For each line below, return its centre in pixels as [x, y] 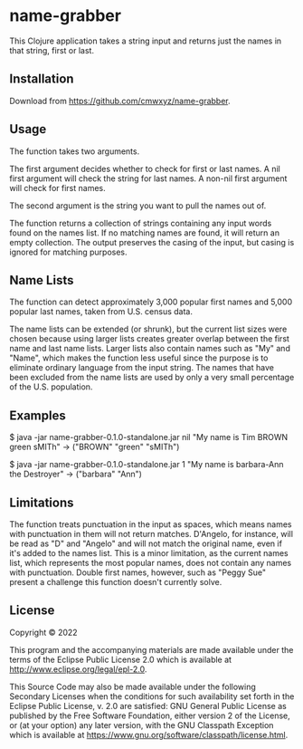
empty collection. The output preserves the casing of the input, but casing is [152, 242]
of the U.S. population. [51, 387]
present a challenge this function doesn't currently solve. [116, 582]
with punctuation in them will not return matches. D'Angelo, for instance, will [151, 534]
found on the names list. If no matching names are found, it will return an [145, 233]
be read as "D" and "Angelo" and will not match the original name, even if [146, 543]
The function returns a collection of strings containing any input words [141, 223]
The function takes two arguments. [75, 151]
